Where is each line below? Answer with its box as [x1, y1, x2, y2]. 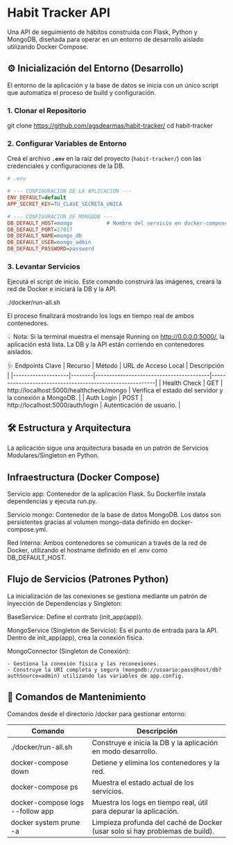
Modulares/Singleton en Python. [7, 451, 99, 460]
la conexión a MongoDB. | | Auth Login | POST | [7, 394, 143, 402]
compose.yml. [7, 525, 48, 534]
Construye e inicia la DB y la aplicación [92, 738, 218, 747]
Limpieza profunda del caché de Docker [92, 817, 223, 827]
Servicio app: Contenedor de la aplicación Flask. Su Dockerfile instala [7, 490, 206, 498]
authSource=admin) [7, 672, 60, 679]
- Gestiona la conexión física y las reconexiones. [7, 660, 159, 667]
